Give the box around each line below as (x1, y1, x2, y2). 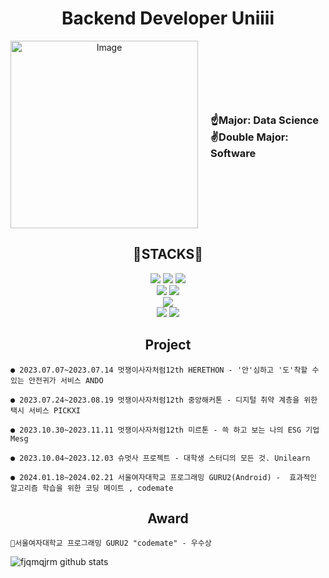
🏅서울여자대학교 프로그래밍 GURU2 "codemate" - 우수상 (10, 538, 212, 549)
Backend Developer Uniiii (61, 7, 275, 30)
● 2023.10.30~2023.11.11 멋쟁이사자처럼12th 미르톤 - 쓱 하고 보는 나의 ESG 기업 (10, 425, 320, 435)
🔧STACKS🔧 (132, 246, 204, 263)
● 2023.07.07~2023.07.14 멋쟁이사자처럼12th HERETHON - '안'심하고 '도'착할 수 (10, 365, 320, 375)
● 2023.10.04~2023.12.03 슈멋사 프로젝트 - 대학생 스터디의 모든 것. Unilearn (10, 453, 311, 463)
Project (144, 337, 192, 354)
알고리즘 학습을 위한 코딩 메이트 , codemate (10, 483, 174, 493)
